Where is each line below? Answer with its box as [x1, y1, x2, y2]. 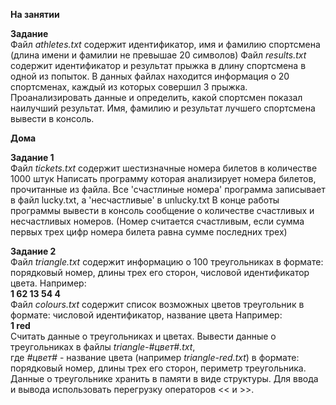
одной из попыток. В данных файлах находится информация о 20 [10, 70, 290, 82]
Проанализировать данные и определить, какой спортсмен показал [10, 92, 303, 103]
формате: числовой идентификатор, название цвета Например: [10, 309, 283, 321]
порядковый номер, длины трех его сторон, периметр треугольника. [10, 362, 307, 374]
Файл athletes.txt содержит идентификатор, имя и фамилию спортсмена [10, 39, 321, 50]
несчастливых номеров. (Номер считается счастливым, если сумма [10, 215, 305, 227]
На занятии [10, 9, 60, 20]
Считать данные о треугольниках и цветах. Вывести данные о [10, 330, 277, 342]
